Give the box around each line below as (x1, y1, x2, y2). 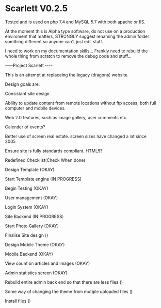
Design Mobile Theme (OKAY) (5, 242, 65, 247)
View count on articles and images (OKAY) (5, 260, 90, 266)
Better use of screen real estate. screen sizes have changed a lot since (5, 133, 147, 139)
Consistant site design (5, 91, 50, 96)
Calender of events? (5, 124, 46, 130)
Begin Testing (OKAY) (5, 185, 48, 191)
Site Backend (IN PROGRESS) (5, 214, 64, 219)
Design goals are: (5, 81, 40, 87)
